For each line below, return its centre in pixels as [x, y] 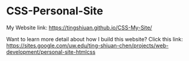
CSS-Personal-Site [55, 11]
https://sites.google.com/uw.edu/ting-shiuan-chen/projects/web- [88, 45]
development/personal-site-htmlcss [51, 51]
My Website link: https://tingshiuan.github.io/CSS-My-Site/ [79, 28]
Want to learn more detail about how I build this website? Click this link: [94, 39]
